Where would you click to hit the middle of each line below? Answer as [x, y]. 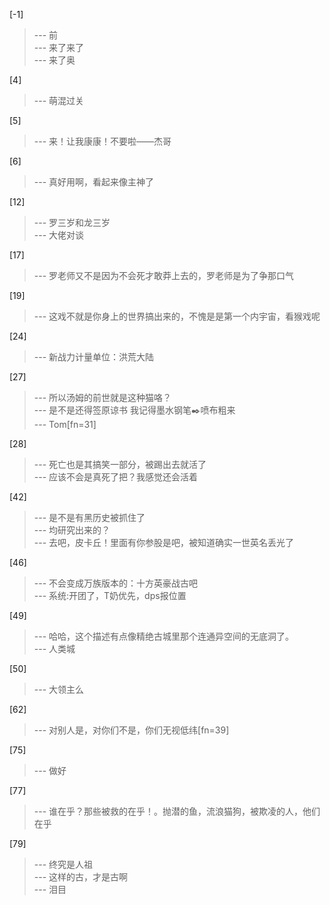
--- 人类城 [54, 648]
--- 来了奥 [54, 60]
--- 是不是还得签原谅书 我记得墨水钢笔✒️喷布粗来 [134, 410]
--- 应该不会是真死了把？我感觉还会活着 [116, 477]
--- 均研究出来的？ [72, 530]
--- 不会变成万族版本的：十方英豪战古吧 [116, 583]
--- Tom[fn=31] [65, 424]
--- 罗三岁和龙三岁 [72, 222]
